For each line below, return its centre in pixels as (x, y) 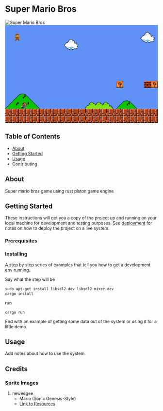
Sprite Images (22, 383)
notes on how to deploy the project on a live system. (57, 228)
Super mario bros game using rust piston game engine (59, 191)
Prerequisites (21, 241)
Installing (16, 254)
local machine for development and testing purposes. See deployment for (79, 223)
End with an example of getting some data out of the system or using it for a (81, 321)
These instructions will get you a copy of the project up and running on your (81, 218)
